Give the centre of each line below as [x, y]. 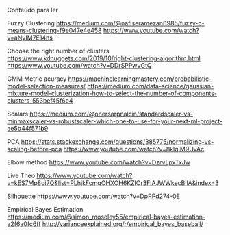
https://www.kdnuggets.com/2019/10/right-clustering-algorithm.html [104, 58]
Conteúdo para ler [33, 10]
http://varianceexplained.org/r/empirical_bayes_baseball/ [123, 224]
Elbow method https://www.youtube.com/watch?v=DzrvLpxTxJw [99, 162]
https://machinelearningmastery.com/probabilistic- [140, 79]
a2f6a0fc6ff [24, 224]
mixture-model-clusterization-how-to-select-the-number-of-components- [112, 93]
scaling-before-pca [35, 149]
